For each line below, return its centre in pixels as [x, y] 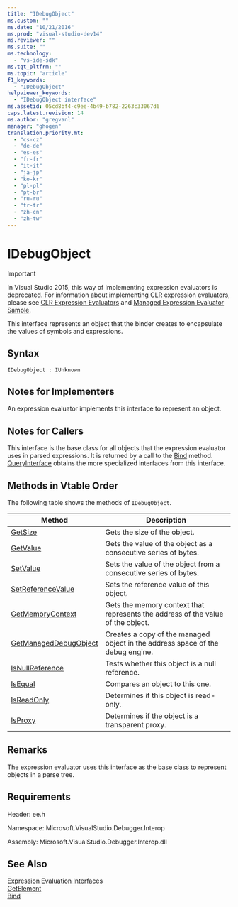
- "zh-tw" [28, 219]
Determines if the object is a [152, 716]
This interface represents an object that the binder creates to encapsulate [115, 323]
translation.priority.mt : [45, 133]
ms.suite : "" [27, 47]
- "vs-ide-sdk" [36, 60]
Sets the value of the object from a [163, 564]
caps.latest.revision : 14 [45, 113]
